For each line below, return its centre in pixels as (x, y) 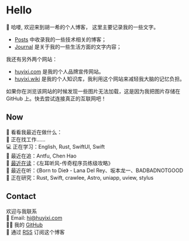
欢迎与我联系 (21, 211)
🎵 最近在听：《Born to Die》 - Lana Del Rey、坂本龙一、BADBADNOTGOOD (94, 170)
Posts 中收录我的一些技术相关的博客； (61, 39)
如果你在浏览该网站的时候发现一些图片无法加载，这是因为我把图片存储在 (93, 91)
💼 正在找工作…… (26, 139)
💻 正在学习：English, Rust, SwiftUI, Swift (56, 146)
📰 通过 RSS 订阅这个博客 (35, 232)
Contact (21, 196)
